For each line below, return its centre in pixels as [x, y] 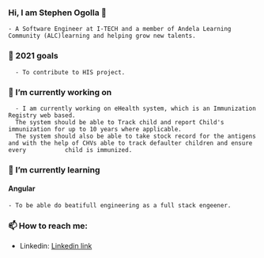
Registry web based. [42, 115]
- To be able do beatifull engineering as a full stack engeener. [120, 206]
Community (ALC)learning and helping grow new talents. [102, 36]
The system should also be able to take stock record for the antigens [136, 136]
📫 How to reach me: [48, 226]
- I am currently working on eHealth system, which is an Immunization [136, 108]
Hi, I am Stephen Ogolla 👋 [57, 13]
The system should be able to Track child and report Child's [120, 122]
